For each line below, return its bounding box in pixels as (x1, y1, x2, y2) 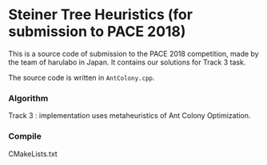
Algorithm (8, 92, 49, 104)
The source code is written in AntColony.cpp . (8, 73, 155, 82)
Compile (8, 131, 42, 142)
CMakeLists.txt (8, 149, 58, 159)
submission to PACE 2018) (8, 22, 186, 41)
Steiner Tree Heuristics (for (8, 6, 193, 24)
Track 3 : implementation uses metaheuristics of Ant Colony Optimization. (8, 111, 251, 120)
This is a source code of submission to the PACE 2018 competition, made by (8, 49, 259, 58)
